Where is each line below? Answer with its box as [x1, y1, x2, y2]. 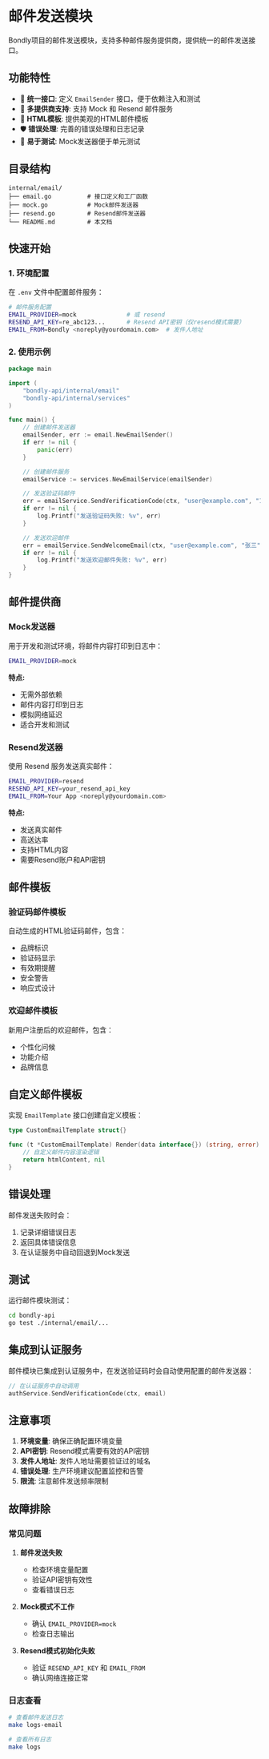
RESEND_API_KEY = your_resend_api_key [8, 784, 130, 793]
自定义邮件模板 [8, 1087, 82, 1101]
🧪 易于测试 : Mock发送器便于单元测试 [19, 136, 141, 146]
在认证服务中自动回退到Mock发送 [19, 1247, 130, 1257]
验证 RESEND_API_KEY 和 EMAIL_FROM [31, 1663, 146, 1672]
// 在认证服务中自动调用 [8, 1382, 79, 1390]
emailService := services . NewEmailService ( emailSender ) [22, 475, 214, 483]
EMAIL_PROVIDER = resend [8, 777, 84, 785]
